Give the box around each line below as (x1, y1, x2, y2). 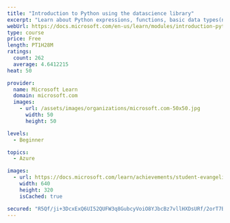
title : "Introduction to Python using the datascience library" (7, 10, 194, 17)
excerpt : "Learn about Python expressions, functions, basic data (7, 16, 201, 23)
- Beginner (13, 136, 44, 144)
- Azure (13, 155, 36, 162)
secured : (7, 205, 32, 212)
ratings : (7, 49, 32, 55)
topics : (7, 148, 29, 156)
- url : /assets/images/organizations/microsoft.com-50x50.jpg (19, 105, 201, 112)
